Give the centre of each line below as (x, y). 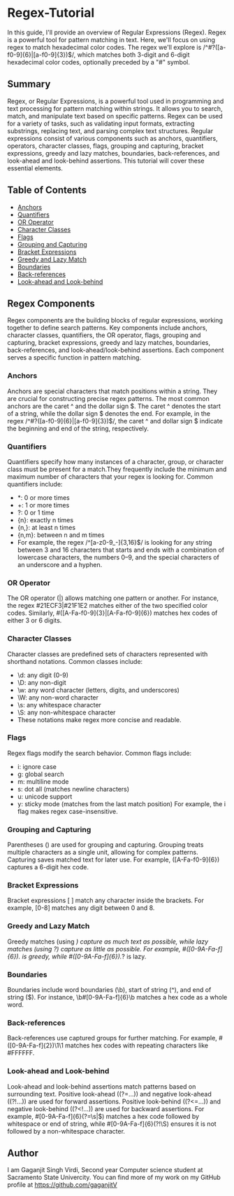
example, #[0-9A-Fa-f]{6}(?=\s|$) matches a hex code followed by (103, 1116)
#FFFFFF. (21, 1053)
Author (23, 1154)
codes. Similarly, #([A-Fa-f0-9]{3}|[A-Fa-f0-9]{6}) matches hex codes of (112, 613)
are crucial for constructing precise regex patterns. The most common (108, 398)
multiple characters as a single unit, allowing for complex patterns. (103, 852)
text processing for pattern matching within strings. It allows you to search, (115, 108)
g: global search (41, 774)
